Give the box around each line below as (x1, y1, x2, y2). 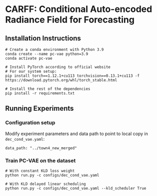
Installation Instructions (5, 34, 81, 42)
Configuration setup (5, 119, 55, 126)
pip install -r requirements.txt (5, 91, 75, 96)
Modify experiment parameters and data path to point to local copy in (5, 131, 148, 137)
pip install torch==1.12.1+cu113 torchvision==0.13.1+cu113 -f (5, 73, 140, 78)
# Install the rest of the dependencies (5, 86, 91, 91)
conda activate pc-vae (5, 56, 52, 61)
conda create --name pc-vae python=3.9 (5, 51, 88, 56)
